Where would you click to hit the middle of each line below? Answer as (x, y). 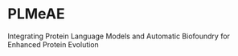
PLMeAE (36, 14)
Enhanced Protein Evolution (53, 44)
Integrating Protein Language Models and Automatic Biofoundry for (119, 36)
